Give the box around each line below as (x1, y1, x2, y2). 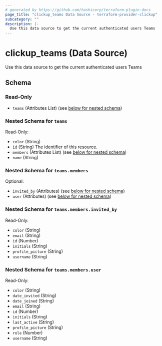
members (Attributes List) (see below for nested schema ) (12, 149, 127, 155)
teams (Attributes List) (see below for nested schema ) (12, 105, 122, 111)
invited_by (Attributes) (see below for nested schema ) (12, 188, 125, 194)
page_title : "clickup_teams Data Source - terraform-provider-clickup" (5, 12, 157, 17)
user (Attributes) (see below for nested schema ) (12, 193, 111, 199)
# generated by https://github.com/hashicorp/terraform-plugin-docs (5, 7, 151, 13)
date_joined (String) (12, 297, 54, 303)
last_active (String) (12, 319, 54, 325)
